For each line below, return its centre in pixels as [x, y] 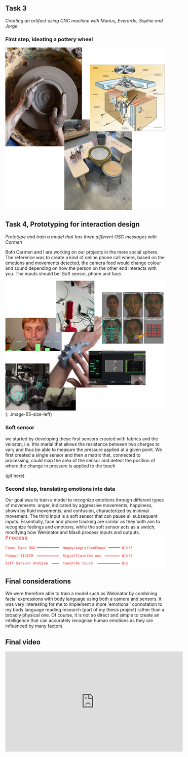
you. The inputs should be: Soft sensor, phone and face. [64, 273]
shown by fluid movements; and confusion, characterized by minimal [77, 511]
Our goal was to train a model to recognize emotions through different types [85, 500]
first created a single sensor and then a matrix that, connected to [73, 455]
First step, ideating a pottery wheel [49, 39]
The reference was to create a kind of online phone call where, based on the [85, 257]
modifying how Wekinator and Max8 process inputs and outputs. [73, 532]
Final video [23, 642]
